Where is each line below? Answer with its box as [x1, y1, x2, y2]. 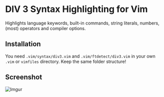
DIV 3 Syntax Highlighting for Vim [5, 3, 148, 15]
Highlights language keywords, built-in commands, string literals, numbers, [5, 20, 159, 26]
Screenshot [5, 73, 42, 81]
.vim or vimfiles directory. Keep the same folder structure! [5, 58, 126, 64]
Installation [5, 40, 41, 48]
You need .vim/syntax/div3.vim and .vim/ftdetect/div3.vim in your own [5, 53, 156, 59]
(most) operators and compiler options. [5, 25, 86, 31]
